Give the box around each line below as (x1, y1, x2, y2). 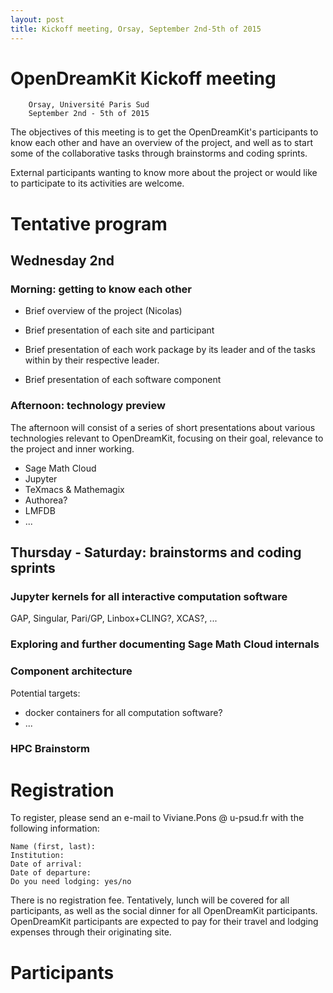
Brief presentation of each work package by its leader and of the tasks (24, 344, 316, 356)
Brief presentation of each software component (24, 374, 222, 386)
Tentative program (10, 212, 168, 235)
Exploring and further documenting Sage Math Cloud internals (10, 637, 320, 651)
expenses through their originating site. (10, 926, 172, 938)
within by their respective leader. (24, 354, 160, 366)
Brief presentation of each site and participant (24, 324, 215, 336)
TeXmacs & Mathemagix (24, 483, 125, 495)
